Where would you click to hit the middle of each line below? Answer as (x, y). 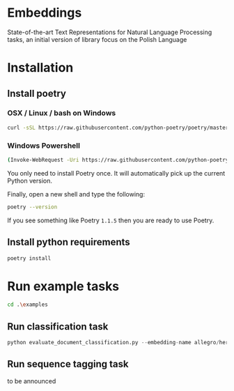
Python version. (30, 181)
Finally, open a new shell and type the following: (76, 194)
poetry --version (32, 207)
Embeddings (45, 13)
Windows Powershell (44, 146)
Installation (40, 68)
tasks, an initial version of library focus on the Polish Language (97, 39)
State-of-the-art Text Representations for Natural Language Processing (110, 32)
